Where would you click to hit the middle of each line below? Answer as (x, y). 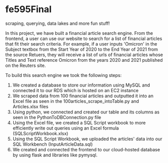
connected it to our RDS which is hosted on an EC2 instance (75, 90)
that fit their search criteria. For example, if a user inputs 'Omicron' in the (81, 44)
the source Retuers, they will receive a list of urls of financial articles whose (84, 55)
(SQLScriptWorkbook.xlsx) (40, 133)
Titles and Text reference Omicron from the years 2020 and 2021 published (84, 60)
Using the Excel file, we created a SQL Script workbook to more (79, 123)
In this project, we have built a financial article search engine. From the (79, 33)
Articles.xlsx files (30, 106)
